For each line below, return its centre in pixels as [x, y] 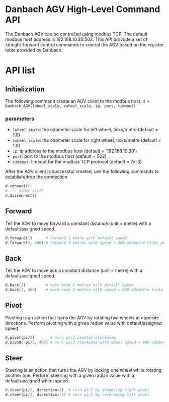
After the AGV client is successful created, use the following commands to [82, 171]
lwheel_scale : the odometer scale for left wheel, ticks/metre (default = [85, 130]
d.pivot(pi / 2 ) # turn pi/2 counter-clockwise [60, 337]
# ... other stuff [24, 191]
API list [20, 70]
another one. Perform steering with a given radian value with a [70, 376]
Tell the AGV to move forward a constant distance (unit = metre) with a [78, 223]
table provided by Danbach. [34, 50]
